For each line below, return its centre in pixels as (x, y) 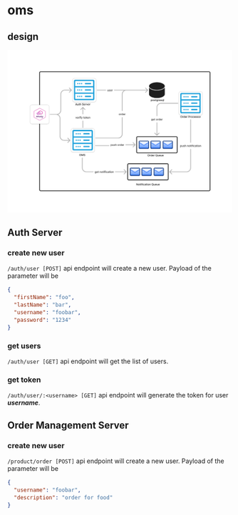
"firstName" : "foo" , (44, 298)
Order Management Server (68, 425)
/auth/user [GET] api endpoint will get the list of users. (88, 361)
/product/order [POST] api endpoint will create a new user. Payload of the (116, 461)
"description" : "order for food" (63, 497)
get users (24, 345)
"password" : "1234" (43, 320)
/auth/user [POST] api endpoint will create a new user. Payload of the (109, 269)
